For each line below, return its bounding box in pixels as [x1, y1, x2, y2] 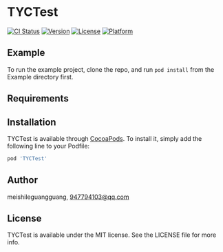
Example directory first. [7, 72, 74, 81]
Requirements [7, 93, 69, 104]
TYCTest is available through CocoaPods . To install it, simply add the [7, 134, 202, 142]
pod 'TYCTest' [7, 155, 48, 162]
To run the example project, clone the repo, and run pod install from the [7, 65, 215, 73]
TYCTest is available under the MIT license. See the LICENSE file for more [7, 231, 217, 239]
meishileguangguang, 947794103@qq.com [7, 193, 129, 201]
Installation [7, 116, 56, 128]
